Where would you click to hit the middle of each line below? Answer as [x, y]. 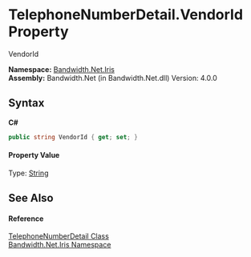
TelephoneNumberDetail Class [59, 236]
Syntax [26, 103]
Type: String [28, 173]
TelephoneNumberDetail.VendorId [125, 15]
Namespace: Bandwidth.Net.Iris [61, 69]
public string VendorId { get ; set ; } [73, 137]
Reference [26, 219]
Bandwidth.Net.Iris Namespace [60, 245]
